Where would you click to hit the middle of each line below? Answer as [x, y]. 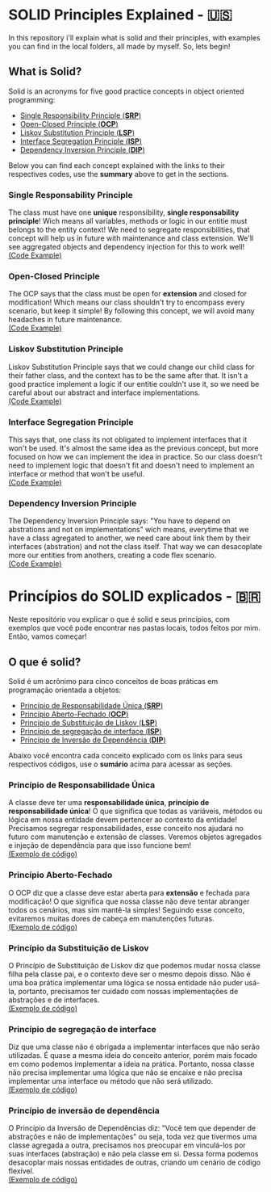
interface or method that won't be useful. [77, 473]
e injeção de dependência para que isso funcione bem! [100, 846]
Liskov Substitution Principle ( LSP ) [77, 132]
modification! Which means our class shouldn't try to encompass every [127, 302]
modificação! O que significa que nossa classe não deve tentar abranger [129, 901]
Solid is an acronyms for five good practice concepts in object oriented [126, 91]
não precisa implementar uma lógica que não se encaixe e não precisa [126, 1072]
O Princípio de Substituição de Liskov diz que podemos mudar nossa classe [134, 965]
